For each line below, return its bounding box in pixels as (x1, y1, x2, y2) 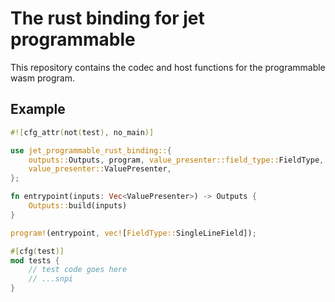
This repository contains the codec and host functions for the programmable (10, 61, 326, 73)
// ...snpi (28, 274, 74, 284)
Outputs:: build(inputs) (28, 201, 128, 211)
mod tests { (10, 255, 60, 266)
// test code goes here (28, 265, 128, 275)
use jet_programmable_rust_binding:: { (10, 145, 172, 156)
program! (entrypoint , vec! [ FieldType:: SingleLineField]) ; (10, 228, 257, 238)
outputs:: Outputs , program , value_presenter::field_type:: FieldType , (28, 155, 325, 165)
